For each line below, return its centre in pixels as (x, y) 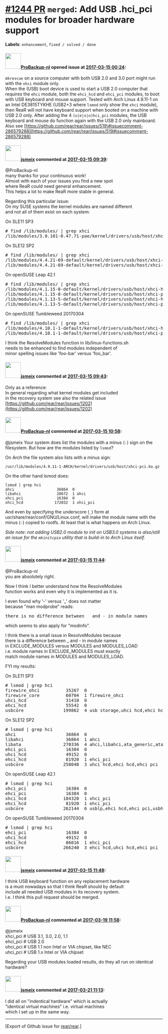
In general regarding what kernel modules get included (62, 392)
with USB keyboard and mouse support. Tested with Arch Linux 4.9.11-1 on (82, 99)
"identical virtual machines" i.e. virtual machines (55, 1006)
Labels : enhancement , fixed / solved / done (50, 44)
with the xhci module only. (32, 83)
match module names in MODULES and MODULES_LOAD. (65, 656)
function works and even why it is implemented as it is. (62, 591)
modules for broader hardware (70, 20)
